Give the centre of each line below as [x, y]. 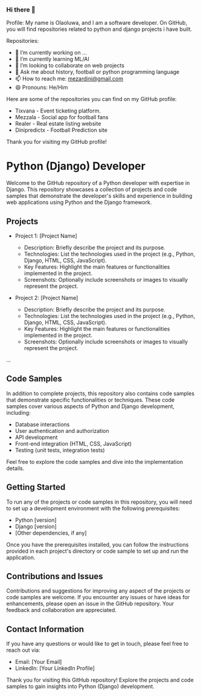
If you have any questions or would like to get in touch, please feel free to [97, 644]
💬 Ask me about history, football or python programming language [97, 72]
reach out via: [23, 650]
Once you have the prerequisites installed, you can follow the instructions [97, 544]
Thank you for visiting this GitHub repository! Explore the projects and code [100, 680]
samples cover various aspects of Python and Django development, [91, 406]
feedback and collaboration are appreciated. [61, 610]
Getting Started [36, 487]
